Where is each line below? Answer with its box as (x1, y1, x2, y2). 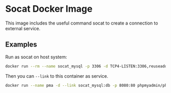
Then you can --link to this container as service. (5, 73, 108, 79)
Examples (5, 40, 37, 49)
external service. (5, 25, 41, 31)
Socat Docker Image (5, 3, 93, 15)
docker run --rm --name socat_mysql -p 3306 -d (5, 63, 108, 69)
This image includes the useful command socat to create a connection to (5, 20, 158, 26)
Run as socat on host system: (5, 54, 67, 60)
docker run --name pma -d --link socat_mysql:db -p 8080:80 (5, 83, 136, 88)
